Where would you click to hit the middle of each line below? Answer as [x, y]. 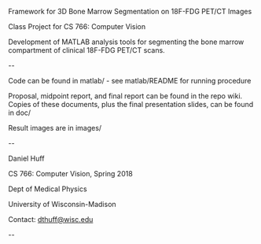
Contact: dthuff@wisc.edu [51, 219]
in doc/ [20, 113]
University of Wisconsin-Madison [62, 204]
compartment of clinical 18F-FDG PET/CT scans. [86, 50]
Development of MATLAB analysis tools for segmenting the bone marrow [126, 42]
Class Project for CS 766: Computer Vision [77, 26]
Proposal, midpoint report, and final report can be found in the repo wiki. [125, 96]
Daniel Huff [26, 158]
